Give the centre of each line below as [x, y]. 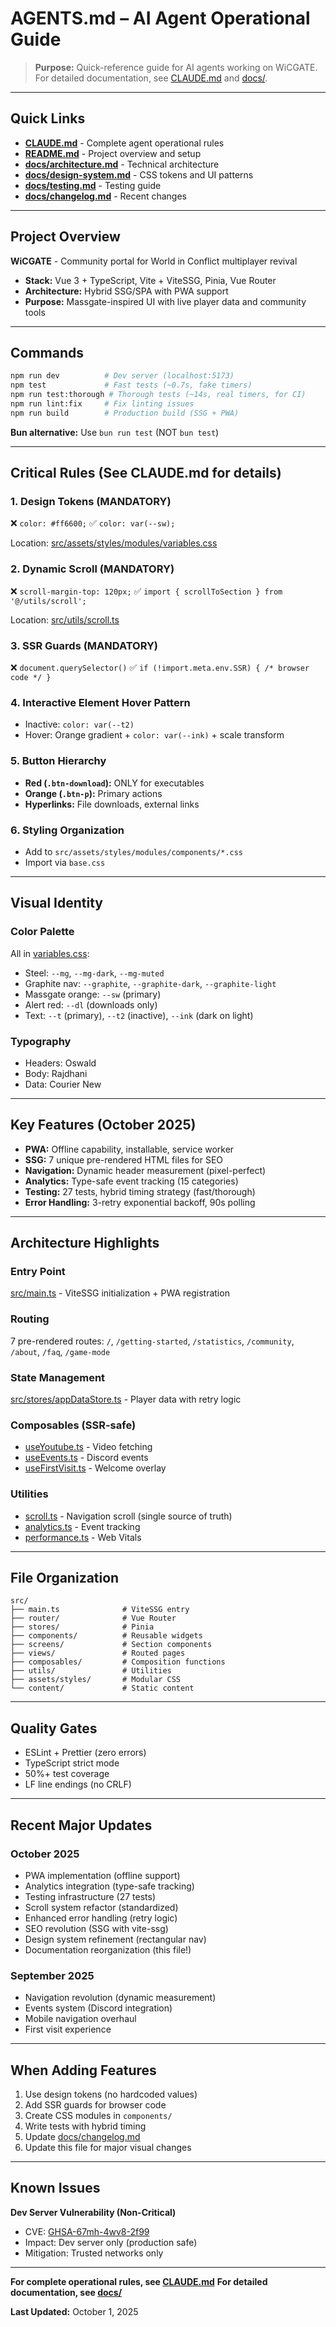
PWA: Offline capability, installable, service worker [129, 1149]
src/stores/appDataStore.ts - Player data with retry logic [126, 1399]
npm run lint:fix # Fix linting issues [102, 404]
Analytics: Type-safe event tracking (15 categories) [131, 1181]
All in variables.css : [50, 953]
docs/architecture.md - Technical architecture [122, 164]
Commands [47, 352]
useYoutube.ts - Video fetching [88, 1447]
